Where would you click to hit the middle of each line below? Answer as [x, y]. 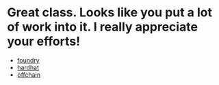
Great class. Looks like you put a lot [109, 13]
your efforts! [44, 41]
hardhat [28, 67]
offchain [29, 74]
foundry [28, 60]
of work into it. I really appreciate [103, 27]
